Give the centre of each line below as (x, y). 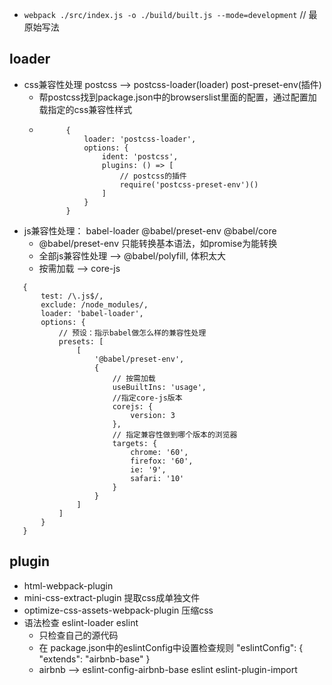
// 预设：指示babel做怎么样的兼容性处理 (132, 333)
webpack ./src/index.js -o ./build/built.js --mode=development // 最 (170, 14)
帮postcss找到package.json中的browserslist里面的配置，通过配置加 (177, 97)
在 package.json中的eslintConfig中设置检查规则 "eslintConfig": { (171, 647)
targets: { (135, 443)
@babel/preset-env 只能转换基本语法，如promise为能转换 (158, 243)
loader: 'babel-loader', (92, 313)
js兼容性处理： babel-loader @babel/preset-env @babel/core (150, 230)
